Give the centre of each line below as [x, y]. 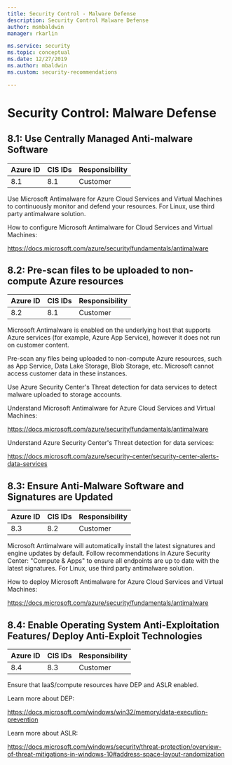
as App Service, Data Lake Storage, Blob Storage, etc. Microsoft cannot [110, 366]
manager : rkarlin [33, 33]
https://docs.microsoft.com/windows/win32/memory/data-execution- [108, 712]
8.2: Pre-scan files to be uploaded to [89, 271]
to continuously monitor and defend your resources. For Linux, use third [111, 206]
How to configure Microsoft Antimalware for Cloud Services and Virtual [110, 227]
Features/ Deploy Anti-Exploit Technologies [105, 636]
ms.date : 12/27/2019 [37, 59]
